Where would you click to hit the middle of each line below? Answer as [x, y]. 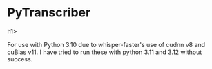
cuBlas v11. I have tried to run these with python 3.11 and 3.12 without [105, 52]
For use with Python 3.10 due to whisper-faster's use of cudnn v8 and [106, 44]
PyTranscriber [49, 13]
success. [20, 59]
